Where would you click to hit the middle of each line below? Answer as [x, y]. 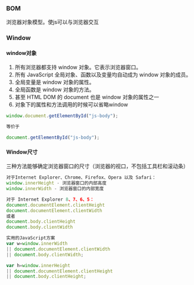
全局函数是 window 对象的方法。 [54, 90]
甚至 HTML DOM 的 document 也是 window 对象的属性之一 [87, 97]
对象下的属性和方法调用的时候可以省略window [71, 105]
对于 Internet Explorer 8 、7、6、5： [50, 199]
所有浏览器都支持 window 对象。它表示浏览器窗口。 [78, 68]
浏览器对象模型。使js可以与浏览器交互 [53, 22]
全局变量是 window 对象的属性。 [54, 82]
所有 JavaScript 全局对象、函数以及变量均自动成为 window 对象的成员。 [103, 75]
